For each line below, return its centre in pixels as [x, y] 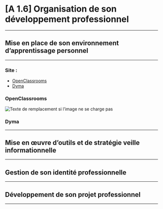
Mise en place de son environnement [62, 43]
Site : [11, 70]
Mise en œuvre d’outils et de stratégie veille [72, 143]
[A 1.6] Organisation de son [61, 9]
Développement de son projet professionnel [73, 195]
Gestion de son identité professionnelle [66, 172]
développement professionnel [67, 19]
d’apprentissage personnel [47, 51]
